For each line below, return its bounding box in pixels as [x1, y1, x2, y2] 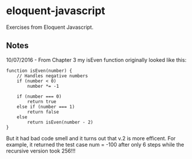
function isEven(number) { [6, 68, 72, 74]
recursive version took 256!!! [6, 147, 76, 154]
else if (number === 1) [16, 104, 75, 110]
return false [27, 109, 59, 115]
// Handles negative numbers [16, 72, 88, 79]
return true [27, 98, 57, 104]
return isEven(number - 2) [27, 119, 94, 125]
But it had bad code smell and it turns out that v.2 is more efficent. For [6, 134, 176, 142]
